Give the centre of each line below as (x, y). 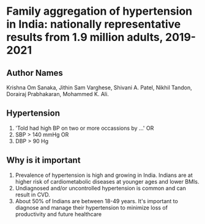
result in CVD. (32, 195)
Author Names (35, 73)
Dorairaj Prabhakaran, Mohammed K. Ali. (58, 94)
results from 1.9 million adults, (85, 37)
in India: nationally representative (94, 24)
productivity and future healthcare (58, 214)
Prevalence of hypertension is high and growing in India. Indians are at (104, 175)
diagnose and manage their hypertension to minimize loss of (91, 207)
